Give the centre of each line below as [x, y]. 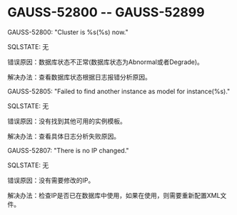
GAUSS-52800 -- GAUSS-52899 [106, 12]
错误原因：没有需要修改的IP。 [51, 180]
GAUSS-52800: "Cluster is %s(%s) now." [68, 32]
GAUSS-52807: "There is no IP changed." [69, 150]
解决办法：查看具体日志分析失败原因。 [64, 136]
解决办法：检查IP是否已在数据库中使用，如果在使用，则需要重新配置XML [114, 195]
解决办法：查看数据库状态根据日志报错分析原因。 [79, 77]
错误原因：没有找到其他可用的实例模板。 [67, 121]
